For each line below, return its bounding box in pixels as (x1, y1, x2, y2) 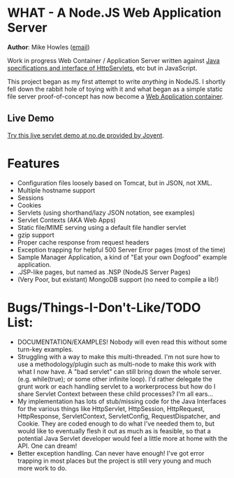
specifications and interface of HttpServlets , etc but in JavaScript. (7, 64, 198, 72)
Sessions (17, 194, 44, 202)
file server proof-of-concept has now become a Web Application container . (7, 92, 224, 101)
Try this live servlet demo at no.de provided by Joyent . (7, 131, 164, 139)
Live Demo (7, 113, 54, 124)
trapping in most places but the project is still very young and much (17, 456, 212, 465)
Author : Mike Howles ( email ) (7, 43, 90, 51)
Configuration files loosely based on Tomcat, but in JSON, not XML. (17, 178, 213, 187)
